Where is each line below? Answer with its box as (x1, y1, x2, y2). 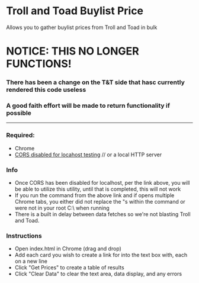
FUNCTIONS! (6, 57, 72, 70)
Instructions (6, 231, 43, 240)
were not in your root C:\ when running (14, 204, 110, 211)
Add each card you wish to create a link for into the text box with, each (14, 252, 188, 259)
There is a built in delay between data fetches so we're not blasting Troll (14, 210, 191, 217)
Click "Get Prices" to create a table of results (14, 264, 124, 271)
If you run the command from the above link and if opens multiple (14, 191, 175, 199)
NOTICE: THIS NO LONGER (6, 44, 139, 58)
